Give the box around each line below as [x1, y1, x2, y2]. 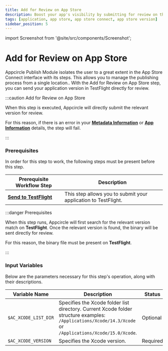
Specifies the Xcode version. [58, 337, 126, 344]
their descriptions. [5, 279, 43, 285]
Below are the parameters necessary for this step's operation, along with [5, 273, 155, 279]
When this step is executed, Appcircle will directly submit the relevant [5, 105, 148, 111]
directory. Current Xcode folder [58, 305, 132, 312]
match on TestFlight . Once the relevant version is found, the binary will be [5, 225, 158, 231]
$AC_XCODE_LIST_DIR [7, 314, 54, 320]
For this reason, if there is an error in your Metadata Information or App [5, 120, 154, 126]
